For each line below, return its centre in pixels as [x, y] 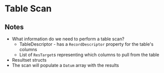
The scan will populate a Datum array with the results [65, 65]
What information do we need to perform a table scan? [68, 39]
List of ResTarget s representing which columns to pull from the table [89, 55]
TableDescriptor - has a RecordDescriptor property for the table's [86, 44]
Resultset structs [29, 60]
